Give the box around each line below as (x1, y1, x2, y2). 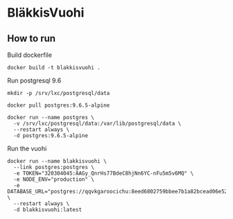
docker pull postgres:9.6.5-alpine (7, 102, 110, 109)
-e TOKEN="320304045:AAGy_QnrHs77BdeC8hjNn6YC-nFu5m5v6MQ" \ (13, 170, 194, 177)
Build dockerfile (7, 51, 52, 59)
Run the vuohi (7, 144, 47, 152)
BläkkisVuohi (7, 5, 85, 21)
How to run (7, 33, 56, 44)
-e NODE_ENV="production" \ (13, 176, 95, 183)
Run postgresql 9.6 (7, 76, 62, 85)
